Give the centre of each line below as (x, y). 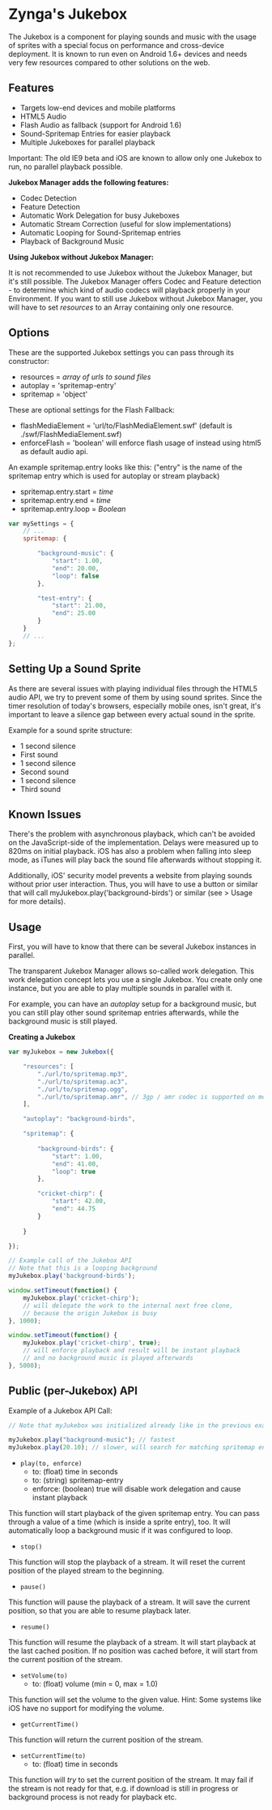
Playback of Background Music (72, 241)
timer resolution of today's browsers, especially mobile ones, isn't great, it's (135, 706)
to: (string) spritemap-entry (78, 1480)
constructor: (29, 361)
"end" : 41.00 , (75, 1164)
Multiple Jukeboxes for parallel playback (87, 142)
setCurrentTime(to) (53, 1756)
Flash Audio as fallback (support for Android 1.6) (101, 125)
